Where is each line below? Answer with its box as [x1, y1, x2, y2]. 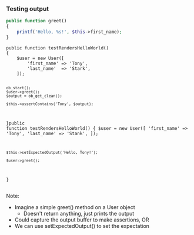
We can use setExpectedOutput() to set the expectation [14, 223, 150, 230]
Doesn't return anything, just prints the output [23, 210, 135, 217]
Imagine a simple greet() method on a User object [14, 204, 135, 211]
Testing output [6, 5, 49, 13]
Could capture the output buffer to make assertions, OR [14, 216, 149, 223]
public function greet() [6, 18, 67, 24]
